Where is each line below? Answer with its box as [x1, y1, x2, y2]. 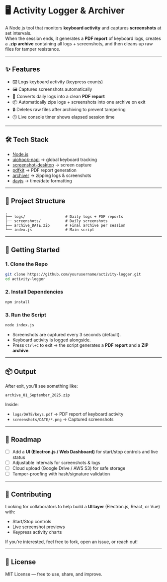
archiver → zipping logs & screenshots [12, 172, 91, 178]
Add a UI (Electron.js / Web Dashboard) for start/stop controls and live [12, 448, 158, 454]
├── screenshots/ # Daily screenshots [5, 219, 108, 224]
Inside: [5, 401, 19, 407]
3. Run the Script [5, 311, 46, 318]
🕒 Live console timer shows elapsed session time [12, 114, 115, 120]
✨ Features [5, 65, 40, 74]
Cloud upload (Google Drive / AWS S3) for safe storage [12, 465, 126, 471]
